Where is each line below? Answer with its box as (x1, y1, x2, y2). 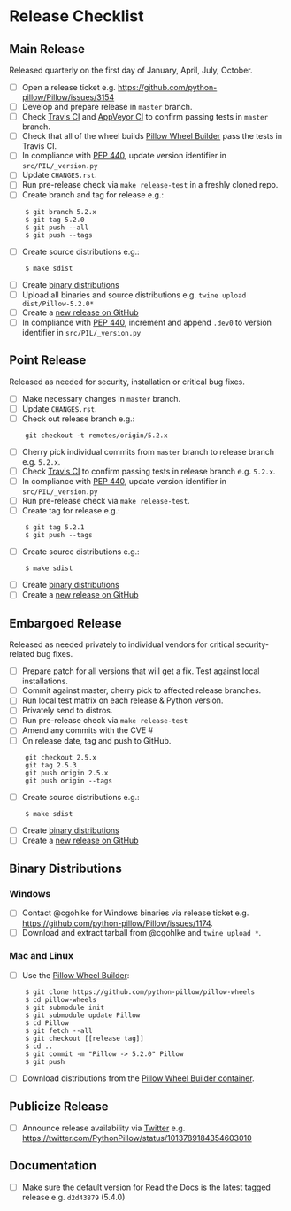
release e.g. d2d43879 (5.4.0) (21, 1192, 126, 1202)
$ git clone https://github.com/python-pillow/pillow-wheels (25, 987, 255, 997)
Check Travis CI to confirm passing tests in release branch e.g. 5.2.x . (21, 466, 276, 476)
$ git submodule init (25, 1003, 104, 1012)
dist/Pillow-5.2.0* (21, 299, 95, 308)
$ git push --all (25, 223, 89, 232)
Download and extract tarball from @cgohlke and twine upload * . (21, 927, 262, 937)
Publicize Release (9, 1099, 109, 1115)
